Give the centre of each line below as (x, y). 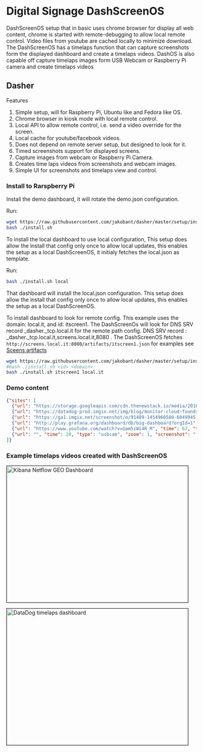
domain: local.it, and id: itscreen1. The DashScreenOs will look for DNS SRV (100, 324)
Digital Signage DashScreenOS (85, 11)
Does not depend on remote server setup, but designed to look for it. (101, 144)
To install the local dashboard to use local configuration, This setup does (97, 239)
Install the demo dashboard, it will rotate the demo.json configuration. (93, 199)
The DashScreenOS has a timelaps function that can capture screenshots (98, 47)
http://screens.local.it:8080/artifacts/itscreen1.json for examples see (100, 344)
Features (17, 100)
